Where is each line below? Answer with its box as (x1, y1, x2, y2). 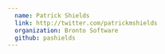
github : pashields (14, 33, 77, 42)
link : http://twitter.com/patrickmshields (14, 19, 158, 27)
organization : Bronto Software (14, 26, 119, 34)
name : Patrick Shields (14, 11, 90, 20)
